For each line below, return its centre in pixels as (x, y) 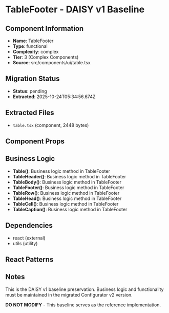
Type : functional (30, 46)
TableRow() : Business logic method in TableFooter (66, 193)
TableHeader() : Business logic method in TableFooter (69, 176)
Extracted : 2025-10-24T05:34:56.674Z (54, 97)
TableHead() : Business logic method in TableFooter (67, 198)
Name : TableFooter (33, 41)
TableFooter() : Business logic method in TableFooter (68, 187)
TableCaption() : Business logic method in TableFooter (70, 209)
